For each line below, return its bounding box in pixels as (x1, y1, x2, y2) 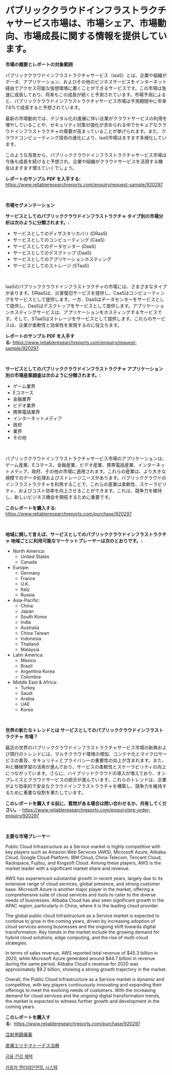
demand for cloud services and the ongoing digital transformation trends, (5, 992, 161, 998)
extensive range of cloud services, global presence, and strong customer (5, 881, 161, 887)
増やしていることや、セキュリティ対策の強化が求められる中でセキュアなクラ (5, 121, 167, 128)
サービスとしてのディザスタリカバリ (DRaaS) (12, 230, 108, 237)
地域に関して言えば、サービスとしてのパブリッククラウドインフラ (5, 531, 144, 537)
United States (20, 553, 50, 560)
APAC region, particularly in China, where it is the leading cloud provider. (5, 902, 159, 908)
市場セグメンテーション (5, 202, 55, 208)
